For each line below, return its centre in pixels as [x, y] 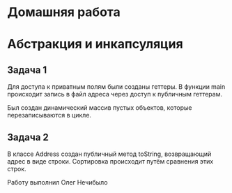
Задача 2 [28, 137]
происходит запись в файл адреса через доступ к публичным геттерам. [115, 94]
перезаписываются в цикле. [49, 115]
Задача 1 [27, 70]
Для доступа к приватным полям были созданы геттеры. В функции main [116, 87]
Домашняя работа [64, 12]
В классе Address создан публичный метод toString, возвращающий [109, 154]
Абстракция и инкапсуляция [95, 44]
